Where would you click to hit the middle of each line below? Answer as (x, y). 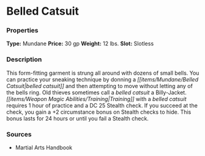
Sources (19, 134)
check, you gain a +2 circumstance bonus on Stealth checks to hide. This (99, 112)
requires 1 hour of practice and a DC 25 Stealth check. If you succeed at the (102, 105)
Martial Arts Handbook (44, 147)
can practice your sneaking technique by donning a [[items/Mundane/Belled (102, 79)
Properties (22, 31)
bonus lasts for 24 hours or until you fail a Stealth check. (77, 118)
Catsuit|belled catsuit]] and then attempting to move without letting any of (99, 86)
